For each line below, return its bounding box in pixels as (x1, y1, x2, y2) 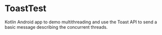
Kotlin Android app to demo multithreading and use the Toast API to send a (4, 19, 157, 25)
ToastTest (4, 3, 47, 14)
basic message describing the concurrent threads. (4, 24, 108, 30)
